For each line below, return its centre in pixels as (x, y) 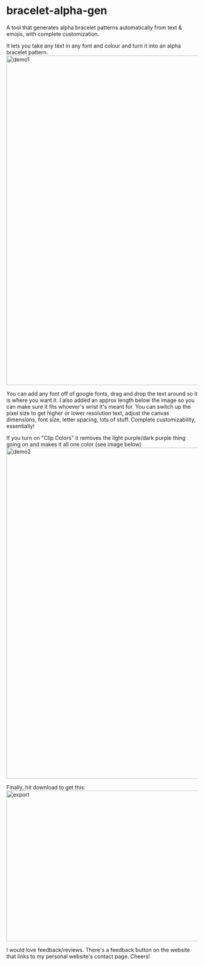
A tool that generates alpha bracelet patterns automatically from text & (94, 27)
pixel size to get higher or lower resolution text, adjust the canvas (88, 413)
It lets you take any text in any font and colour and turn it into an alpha (93, 46)
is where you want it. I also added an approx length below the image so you (101, 400)
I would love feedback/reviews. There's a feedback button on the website (98, 950)
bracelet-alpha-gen (57, 11)
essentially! (20, 426)
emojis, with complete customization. (53, 33)
